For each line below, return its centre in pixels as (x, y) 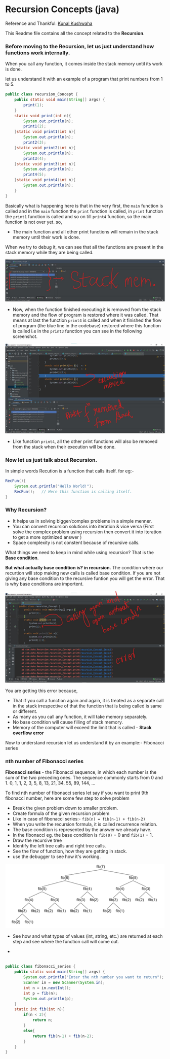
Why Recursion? (26, 510)
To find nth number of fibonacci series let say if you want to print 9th (77, 793)
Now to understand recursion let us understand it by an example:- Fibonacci (85, 743)
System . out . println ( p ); (48, 999)
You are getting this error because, (41, 691)
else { (29, 1031)
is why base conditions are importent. (45, 584)
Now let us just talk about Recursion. (51, 460)
